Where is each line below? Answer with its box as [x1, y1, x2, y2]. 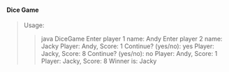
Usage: [23, 21, 45, 29]
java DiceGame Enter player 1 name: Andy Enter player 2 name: [40, 35, 223, 43]
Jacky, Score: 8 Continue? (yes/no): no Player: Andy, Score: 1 [40, 50, 218, 58]
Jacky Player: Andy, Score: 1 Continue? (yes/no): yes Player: [40, 42, 214, 50]
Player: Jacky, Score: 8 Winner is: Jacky [40, 57, 157, 66]
